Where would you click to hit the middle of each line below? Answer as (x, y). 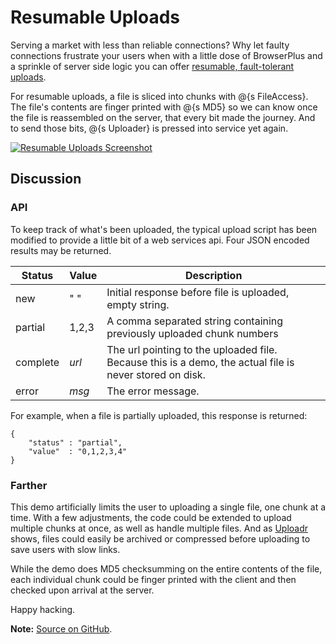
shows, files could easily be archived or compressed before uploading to (160, 538)
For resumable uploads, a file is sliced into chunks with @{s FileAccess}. (159, 96)
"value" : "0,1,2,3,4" (78, 451)
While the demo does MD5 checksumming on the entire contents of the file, (166, 568)
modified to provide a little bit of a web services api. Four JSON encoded (160, 240)
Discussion (46, 179)
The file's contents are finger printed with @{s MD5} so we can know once (164, 107)
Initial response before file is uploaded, (198, 292)
